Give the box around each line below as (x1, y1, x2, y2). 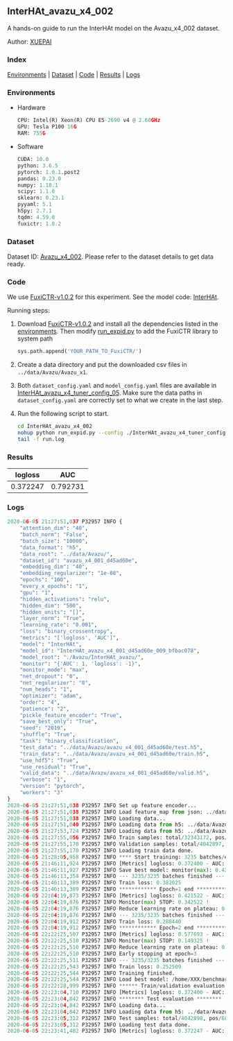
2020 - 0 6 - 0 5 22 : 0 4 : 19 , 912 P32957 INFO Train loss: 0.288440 (7, 918, 182, 925)
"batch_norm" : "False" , (19, 531, 89, 538)
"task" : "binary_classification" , (19, 738, 119, 745)
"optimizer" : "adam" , (19, 692, 82, 699)
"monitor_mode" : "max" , (19, 666, 89, 673)
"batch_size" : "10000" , (19, 537, 89, 544)
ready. (7, 259, 26, 268)
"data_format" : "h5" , (19, 544, 82, 551)
